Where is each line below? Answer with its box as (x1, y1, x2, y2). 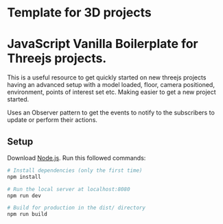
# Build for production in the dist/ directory (7, 204, 146, 212)
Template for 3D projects (7, 5, 152, 21)
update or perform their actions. (7, 116, 98, 124)
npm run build (7, 211, 48, 218)
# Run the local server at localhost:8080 (7, 186, 130, 192)
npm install (7, 173, 41, 180)
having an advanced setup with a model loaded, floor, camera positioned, (7, 81, 215, 89)
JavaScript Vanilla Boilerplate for (7, 36, 199, 52)
